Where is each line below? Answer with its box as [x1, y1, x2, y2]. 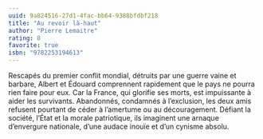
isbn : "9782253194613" [8, 49, 84, 57]
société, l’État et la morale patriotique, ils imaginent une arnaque [8, 113, 219, 122]
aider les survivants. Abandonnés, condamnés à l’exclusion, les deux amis [8, 97, 252, 105]
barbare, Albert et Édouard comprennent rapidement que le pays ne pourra [8, 79, 255, 89]
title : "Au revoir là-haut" [8, 19, 102, 27]
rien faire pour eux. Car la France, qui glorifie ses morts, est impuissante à [8, 88, 252, 97]
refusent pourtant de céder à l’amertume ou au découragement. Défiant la [8, 105, 251, 114]
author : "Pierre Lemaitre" [8, 26, 98, 34]
